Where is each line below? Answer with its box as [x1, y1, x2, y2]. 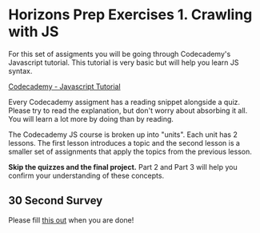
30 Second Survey [8, 194, 103, 207]
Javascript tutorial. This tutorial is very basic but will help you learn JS [8, 58, 239, 67]
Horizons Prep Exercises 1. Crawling [8, 6, 253, 24]
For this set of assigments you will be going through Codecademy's [8, 49, 231, 58]
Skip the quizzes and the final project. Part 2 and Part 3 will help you [8, 162, 238, 171]
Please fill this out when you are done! [8, 215, 134, 225]
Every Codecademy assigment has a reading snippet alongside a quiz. [8, 97, 241, 106]
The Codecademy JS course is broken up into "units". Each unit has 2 [8, 130, 238, 139]
